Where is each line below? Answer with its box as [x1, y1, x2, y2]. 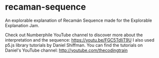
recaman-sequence [5, 1, 86, 13]
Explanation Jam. [5, 22, 40, 28]
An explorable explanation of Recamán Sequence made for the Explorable [5, 17, 152, 23]
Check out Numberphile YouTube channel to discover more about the [5, 32, 143, 38]
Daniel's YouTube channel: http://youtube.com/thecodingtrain [5, 47, 128, 53]
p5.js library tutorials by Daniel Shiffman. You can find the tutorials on [5, 42, 143, 48]
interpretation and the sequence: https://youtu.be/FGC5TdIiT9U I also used [5, 37, 155, 43]
